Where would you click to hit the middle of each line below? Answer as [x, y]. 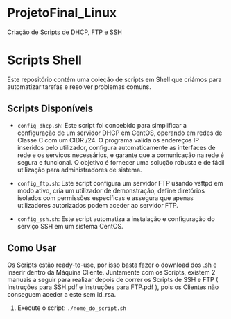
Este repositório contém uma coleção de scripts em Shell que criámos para [114, 79]
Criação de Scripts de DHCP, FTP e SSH [65, 32]
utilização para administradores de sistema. [79, 170]
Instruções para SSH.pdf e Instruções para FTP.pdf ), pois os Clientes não [113, 287]
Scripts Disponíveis [50, 109]
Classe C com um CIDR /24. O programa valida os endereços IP [108, 140]
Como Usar [32, 248]
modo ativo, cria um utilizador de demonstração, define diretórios [111, 190]
